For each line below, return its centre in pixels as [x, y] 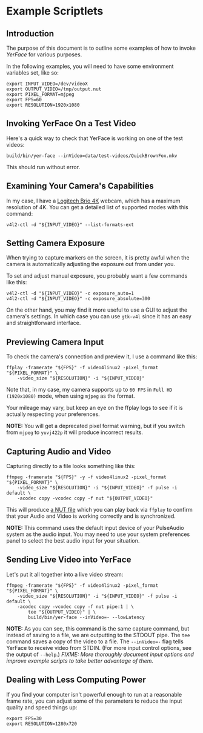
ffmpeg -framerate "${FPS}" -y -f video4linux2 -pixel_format [86, 477]
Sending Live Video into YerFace [69, 560]
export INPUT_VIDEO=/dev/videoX [47, 84]
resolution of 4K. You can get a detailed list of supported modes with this [98, 207]
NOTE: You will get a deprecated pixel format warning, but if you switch [96, 426]
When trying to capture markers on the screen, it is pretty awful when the [98, 258]
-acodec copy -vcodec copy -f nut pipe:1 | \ [76, 607]
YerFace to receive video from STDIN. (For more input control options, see [99, 648]
